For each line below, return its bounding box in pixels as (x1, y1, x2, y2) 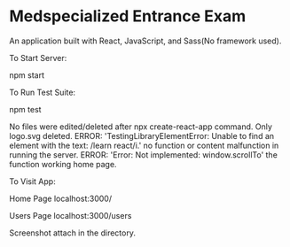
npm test (9, 104, 42, 114)
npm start (9, 69, 45, 81)
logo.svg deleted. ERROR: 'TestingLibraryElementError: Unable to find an (9, 130, 275, 141)
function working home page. (9, 158, 117, 169)
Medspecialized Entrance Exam (9, 6, 247, 27)
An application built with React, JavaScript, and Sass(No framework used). (9, 35, 282, 46)
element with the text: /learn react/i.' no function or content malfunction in (9, 140, 279, 151)
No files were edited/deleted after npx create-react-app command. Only (9, 121, 273, 132)
